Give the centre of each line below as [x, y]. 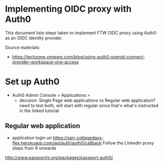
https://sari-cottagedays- [78, 138]
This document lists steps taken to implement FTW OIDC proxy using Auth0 [81, 33]
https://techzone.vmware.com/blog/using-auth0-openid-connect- [78, 56]
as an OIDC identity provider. [34, 38]
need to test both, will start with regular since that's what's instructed [89, 105]
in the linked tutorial [39, 110]
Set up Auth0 [32, 82]
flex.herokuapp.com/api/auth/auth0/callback [57, 143]
